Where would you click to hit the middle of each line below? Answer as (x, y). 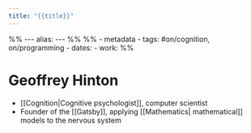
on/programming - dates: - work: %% (71, 47)
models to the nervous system (70, 120)
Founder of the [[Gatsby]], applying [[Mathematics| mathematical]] (131, 111)
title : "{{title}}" (41, 16)
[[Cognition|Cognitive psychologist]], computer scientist (114, 103)
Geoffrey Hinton (64, 80)
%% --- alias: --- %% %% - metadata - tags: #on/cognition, (109, 39)
